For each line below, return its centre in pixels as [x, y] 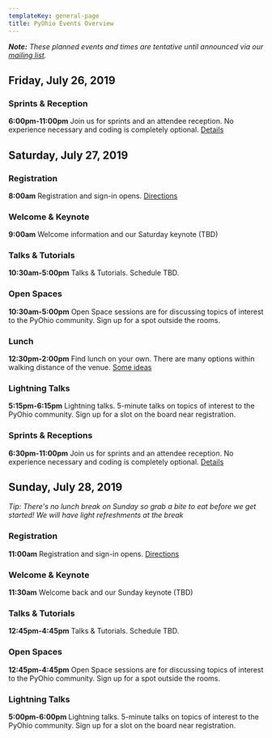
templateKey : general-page [54, 16]
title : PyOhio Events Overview [61, 23]
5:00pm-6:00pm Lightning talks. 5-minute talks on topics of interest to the [134, 716]
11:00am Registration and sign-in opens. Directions [94, 553]
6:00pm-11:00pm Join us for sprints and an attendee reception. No [121, 121]
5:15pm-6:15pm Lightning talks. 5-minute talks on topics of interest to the [132, 406]
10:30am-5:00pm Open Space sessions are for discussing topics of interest [136, 312]
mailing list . [28, 55]
